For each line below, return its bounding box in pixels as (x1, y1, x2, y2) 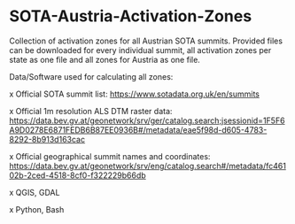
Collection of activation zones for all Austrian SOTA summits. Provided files (9, 35, 283, 46)
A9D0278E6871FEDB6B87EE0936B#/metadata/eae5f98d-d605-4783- (9, 124, 268, 135)
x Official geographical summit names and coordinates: (9, 151, 211, 161)
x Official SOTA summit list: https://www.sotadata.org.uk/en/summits (9, 89, 260, 99)
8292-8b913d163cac (9, 134, 86, 144)
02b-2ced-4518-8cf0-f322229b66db (9, 170, 146, 181)
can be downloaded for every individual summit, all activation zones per (9, 44, 272, 55)
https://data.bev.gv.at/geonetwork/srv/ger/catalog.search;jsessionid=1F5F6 (9, 115, 285, 126)
